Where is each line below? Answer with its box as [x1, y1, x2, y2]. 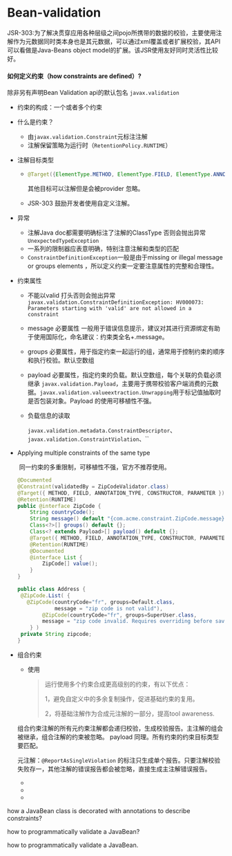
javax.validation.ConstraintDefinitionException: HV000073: [27, 299, 204, 306]
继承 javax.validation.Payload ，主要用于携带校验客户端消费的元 [27, 379, 213, 388]
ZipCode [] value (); [42, 561, 98, 567]
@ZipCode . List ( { [20, 592, 70, 599]
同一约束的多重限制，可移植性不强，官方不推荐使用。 [19, 463, 171, 471]
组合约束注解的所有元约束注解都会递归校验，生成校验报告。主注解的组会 [17, 724, 223, 732]
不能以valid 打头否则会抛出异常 [27, 291, 116, 300]
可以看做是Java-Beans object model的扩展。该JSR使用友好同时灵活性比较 [7, 46, 219, 54]
